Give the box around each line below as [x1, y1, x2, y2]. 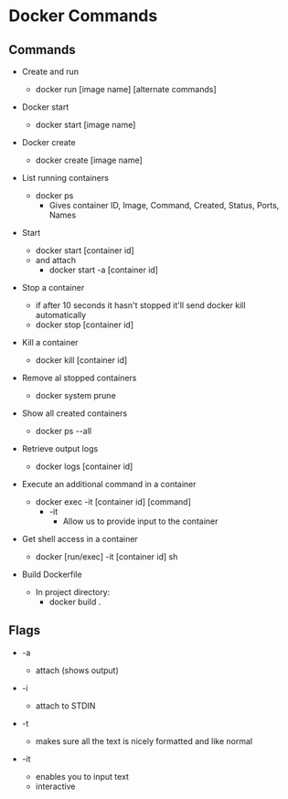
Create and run [21, 66, 80, 77]
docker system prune [35, 390, 116, 400]
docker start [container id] [35, 245, 134, 256]
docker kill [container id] [35, 355, 128, 366]
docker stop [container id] [35, 319, 134, 330]
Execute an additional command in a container [21, 479, 197, 489]
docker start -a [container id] [48, 264, 159, 275]
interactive [35, 781, 76, 792]
